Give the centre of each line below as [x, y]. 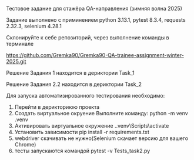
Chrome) [25, 144]
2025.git [16, 61]
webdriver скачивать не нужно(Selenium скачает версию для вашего [101, 138]
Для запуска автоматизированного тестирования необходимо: [86, 96]
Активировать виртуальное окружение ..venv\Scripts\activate [92, 126]
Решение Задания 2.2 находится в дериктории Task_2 [74, 84]
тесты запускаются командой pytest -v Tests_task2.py [82, 151]
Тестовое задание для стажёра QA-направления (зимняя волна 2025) [94, 9]
